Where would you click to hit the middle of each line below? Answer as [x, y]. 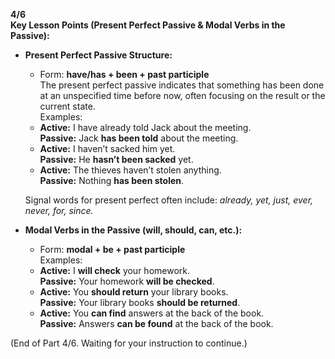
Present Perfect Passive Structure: [98, 55]
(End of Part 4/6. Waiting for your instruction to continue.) [129, 343]
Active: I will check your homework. [115, 270]
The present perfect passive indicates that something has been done [182, 85]
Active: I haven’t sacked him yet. [107, 148]
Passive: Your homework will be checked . [127, 281]
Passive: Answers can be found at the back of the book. [156, 323]
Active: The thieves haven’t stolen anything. [130, 170]
